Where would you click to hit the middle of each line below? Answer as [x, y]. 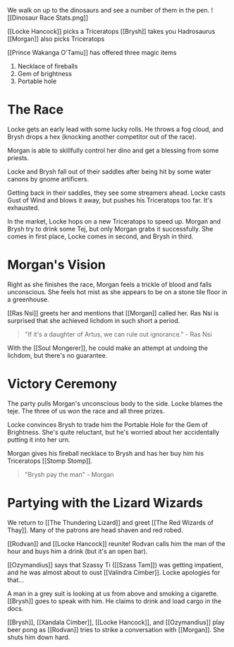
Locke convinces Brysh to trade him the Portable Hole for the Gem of [107, 424]
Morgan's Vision [56, 265]
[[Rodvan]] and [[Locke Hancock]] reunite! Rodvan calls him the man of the [116, 543]
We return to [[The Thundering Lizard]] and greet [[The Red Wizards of [110, 522]
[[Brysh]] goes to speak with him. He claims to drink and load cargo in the [115, 601]
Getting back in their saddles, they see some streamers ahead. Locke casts [117, 193]
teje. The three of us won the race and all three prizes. [86, 411]
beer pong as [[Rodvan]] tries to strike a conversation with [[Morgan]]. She [116, 629]
